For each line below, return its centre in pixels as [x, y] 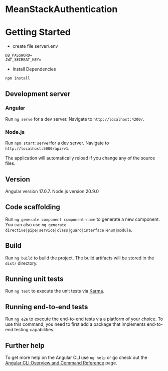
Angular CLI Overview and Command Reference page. [61, 362]
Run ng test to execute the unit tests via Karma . [55, 291]
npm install [18, 78]
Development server [38, 94]
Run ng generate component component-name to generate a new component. [83, 219]
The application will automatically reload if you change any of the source [80, 158]
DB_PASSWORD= [19, 56]
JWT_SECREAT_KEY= [23, 60]
